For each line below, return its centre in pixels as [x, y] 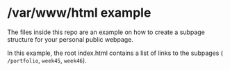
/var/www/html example [79, 13]
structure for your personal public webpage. [71, 39]
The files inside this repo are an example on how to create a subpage [106, 32]
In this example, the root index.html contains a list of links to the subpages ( [115, 53]
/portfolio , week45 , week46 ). [47, 60]
